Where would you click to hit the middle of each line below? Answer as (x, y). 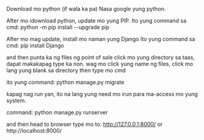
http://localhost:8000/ (34, 131)
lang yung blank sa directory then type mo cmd (66, 70)
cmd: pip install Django (35, 46)
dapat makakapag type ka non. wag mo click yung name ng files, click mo (100, 64)
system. (16, 101)
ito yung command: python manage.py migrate (65, 82)
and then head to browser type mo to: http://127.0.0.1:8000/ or (85, 124)
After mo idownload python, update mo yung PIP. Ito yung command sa (96, 20)
